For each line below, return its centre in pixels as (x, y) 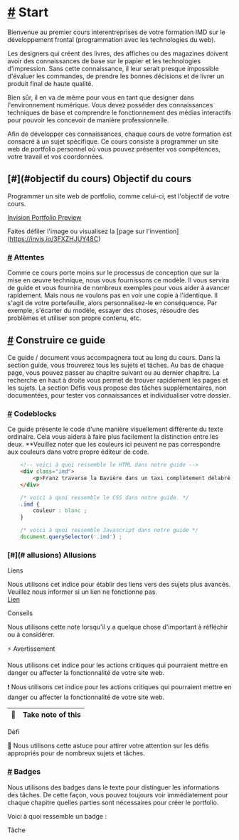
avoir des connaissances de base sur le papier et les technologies (104, 60)
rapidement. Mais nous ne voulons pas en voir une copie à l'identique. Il (113, 295)
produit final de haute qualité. (51, 83)
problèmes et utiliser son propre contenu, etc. (74, 318)
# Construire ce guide (57, 340)
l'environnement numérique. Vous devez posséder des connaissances (110, 105)
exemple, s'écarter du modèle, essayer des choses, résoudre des (103, 311)
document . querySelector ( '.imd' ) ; (71, 537)
